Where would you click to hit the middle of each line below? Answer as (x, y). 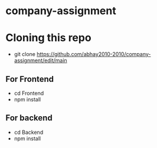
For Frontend (30, 79)
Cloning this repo (49, 38)
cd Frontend (29, 93)
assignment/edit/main (40, 61)
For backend (29, 118)
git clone (25, 54)
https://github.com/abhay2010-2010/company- (94, 54)
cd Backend (29, 132)
